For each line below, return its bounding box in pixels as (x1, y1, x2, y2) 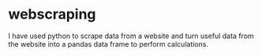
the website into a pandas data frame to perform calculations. (8, 39, 209, 48)
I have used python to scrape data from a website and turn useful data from (8, 31, 254, 40)
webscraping (8, 5, 96, 23)
